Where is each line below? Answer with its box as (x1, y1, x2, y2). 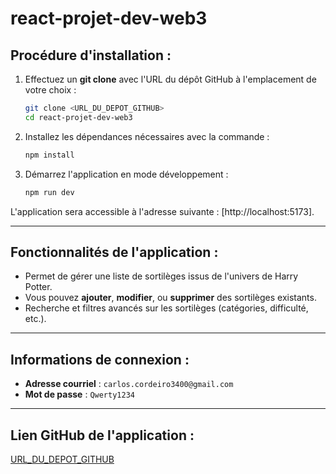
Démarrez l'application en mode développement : (24, 168, 229, 180)
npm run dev (24, 187, 75, 197)
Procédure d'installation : (10, 47, 172, 64)
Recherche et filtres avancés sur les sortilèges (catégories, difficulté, (24, 302, 309, 314)
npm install (24, 150, 75, 160)
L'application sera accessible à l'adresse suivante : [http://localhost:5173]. (10, 205, 315, 217)
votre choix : (24, 84, 77, 96)
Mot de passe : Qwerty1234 (24, 388, 135, 401)
